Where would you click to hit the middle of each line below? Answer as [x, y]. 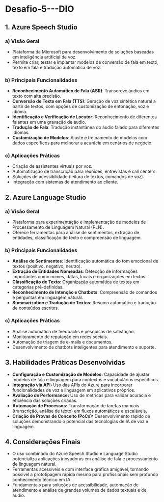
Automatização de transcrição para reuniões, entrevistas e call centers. [84, 172]
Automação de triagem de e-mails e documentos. [62, 342]
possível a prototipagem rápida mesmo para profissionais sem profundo [85, 475]
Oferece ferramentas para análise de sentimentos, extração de [76, 233]
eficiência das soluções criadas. [45, 400]
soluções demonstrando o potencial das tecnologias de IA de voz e [80, 421]
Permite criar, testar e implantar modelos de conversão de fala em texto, [85, 62]
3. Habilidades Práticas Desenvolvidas [65, 362]
